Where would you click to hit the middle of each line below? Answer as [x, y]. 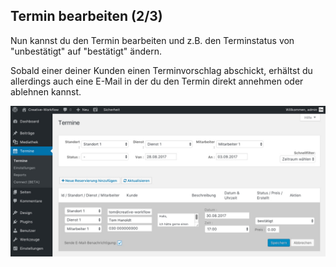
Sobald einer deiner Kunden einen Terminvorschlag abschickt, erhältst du [161, 70]
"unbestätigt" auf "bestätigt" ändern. [86, 51]
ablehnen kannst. [46, 91]
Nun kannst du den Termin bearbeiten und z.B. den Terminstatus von [152, 40]
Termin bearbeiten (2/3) [86, 16]
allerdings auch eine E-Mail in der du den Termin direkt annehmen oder [157, 81]
